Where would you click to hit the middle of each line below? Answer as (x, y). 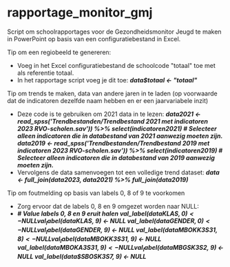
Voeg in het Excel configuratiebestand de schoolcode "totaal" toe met (116, 65)
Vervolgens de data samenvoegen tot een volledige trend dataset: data (118, 172)
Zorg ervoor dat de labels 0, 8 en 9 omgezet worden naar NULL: (108, 206)
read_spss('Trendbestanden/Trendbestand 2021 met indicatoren (113, 121)
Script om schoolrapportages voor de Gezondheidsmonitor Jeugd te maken (114, 32)
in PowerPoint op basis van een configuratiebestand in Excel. (94, 38)
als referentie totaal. (45, 73)
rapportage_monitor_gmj (80, 13)
